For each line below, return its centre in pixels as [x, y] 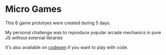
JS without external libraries [34, 38]
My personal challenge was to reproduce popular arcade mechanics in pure [83, 32]
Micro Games [33, 9]
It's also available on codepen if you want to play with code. [67, 47]
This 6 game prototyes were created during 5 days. [58, 23]
